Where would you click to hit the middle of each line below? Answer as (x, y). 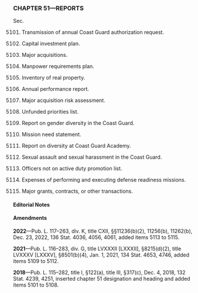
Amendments (30, 218)
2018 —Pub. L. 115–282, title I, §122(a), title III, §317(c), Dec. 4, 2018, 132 (99, 272)
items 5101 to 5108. (36, 285)
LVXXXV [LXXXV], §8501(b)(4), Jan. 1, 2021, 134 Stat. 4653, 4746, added (101, 255)
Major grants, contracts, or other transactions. (77, 191)
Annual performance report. (55, 89)
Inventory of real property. (53, 78)
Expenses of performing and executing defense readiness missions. (104, 180)
